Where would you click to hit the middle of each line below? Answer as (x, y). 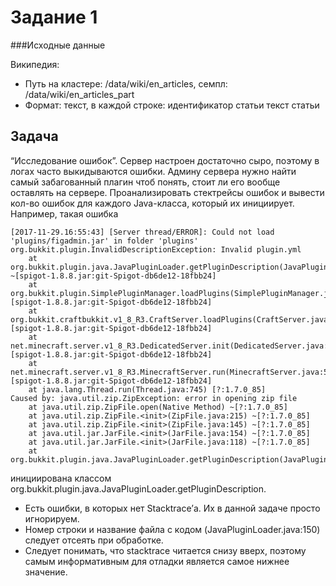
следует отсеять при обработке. (94, 540)
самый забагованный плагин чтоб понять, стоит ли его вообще (145, 182)
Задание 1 (54, 17)
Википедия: (35, 64)
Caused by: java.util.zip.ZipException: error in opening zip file (154, 398)
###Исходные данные (58, 45)
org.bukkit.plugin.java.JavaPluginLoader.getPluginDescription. (138, 488)
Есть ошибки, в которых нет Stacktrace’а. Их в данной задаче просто (172, 508)
